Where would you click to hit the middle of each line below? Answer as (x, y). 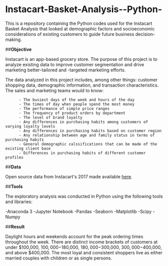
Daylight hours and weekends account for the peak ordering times (74, 236)
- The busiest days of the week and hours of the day (77, 100)
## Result (15, 226)
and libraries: (19, 202)
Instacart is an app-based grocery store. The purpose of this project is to (81, 59)
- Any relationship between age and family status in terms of (87, 135)
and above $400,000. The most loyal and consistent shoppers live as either (84, 252)
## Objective (18, 49)
